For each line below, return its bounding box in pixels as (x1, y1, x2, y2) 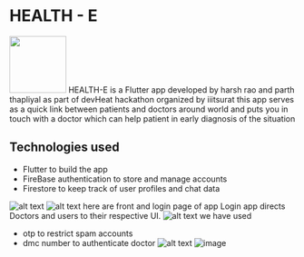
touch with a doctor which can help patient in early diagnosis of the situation (9, 113, 296, 124)
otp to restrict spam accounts (22, 228, 133, 239)
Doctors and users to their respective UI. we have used (9, 210, 252, 221)
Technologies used (9, 140, 120, 155)
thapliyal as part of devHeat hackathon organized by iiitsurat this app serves (9, 94, 295, 104)
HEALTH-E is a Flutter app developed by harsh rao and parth (67, 84, 295, 95)
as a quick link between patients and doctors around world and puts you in (9, 104, 289, 114)
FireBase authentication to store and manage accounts (22, 173, 228, 184)
